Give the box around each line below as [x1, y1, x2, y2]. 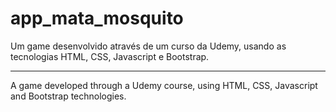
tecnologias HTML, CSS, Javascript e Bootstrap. [10, 50, 210, 62]
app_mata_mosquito [10, 7, 184, 30]
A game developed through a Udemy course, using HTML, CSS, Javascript [10, 79, 318, 91]
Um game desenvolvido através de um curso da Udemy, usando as [10, 40, 287, 52]
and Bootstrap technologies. [10, 90, 127, 102]
